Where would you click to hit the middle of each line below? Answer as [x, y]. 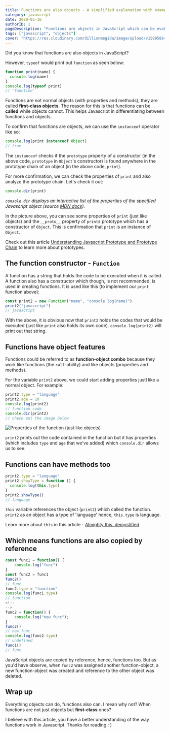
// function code [24, 409]
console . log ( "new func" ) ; [42, 617]
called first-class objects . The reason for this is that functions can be [78, 106]
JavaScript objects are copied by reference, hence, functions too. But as [81, 660]
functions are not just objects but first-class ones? [58, 710]
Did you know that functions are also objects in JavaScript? [67, 53]
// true [13, 146]
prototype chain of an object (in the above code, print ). [63, 166]
